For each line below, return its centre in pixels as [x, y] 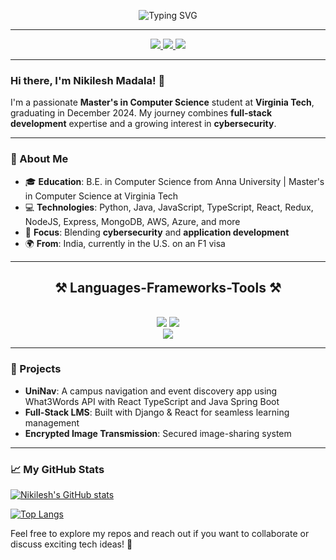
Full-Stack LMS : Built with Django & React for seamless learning [157, 412]
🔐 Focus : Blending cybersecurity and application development [157, 232]
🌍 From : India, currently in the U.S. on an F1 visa [125, 243]
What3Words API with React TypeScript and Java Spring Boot [152, 401]
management [52, 422]
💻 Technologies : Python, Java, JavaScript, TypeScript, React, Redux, [169, 207]
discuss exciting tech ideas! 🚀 [71, 544]
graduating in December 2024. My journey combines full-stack [141, 113]
